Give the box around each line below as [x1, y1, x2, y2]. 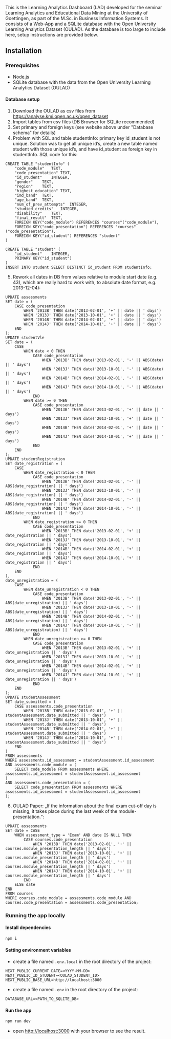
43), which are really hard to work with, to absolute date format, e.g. [12, 279, 157, 285]
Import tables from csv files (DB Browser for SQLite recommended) [12, 118, 155, 125]
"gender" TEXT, [14, 179, 54, 184]
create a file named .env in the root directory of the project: [12, 987, 138, 993]
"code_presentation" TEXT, [14, 170, 72, 175]
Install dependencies [5, 924, 51, 931]
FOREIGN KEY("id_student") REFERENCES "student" [14, 233, 120, 238]
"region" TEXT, [14, 183, 54, 189]
